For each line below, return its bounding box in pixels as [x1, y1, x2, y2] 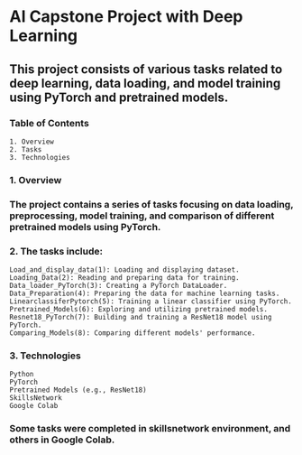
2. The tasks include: [9, 245, 104, 257]
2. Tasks [9, 144, 42, 154]
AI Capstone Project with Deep [9, 6, 243, 27]
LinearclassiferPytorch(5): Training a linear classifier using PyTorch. [9, 297, 293, 306]
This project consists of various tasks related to [9, 61, 283, 77]
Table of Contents [9, 116, 90, 129]
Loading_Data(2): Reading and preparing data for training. [9, 274, 241, 283]
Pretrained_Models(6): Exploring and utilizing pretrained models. [9, 305, 269, 314]
